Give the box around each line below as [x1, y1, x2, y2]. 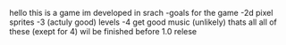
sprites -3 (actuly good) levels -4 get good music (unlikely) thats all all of [9, 17, 277, 27]
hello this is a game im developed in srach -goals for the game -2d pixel [9, 8, 273, 18]
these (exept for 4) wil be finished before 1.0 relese [9, 26, 198, 36]
